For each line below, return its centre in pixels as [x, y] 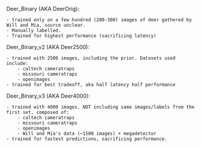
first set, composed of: [38, 112]
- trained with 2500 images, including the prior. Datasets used [91, 58]
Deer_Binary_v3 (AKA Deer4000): [48, 96]
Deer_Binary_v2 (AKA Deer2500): [48, 47]
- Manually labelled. [34, 30]
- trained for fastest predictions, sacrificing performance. [87, 139]
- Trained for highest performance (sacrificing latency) [81, 36]
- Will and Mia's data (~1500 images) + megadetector [87, 133]
